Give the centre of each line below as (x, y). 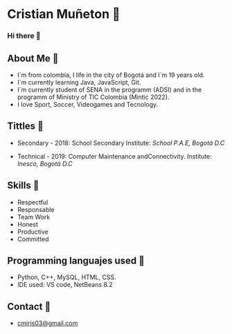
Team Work (34, 217)
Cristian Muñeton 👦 (64, 14)
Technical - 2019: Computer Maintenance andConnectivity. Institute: (115, 156)
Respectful (33, 202)
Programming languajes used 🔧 (76, 260)
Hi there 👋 (24, 36)
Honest (27, 224)
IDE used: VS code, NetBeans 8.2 (65, 285)
